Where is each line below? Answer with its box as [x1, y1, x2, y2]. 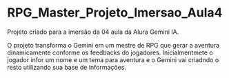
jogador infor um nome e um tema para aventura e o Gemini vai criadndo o [7, 55, 219, 64]
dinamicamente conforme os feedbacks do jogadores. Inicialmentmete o [7, 48, 214, 57]
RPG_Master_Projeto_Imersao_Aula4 [7, 5, 223, 21]
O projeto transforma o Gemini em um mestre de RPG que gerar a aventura [7, 41, 220, 49]
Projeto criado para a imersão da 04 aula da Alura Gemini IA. [7, 28, 179, 36]
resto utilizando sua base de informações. [7, 63, 126, 71]
